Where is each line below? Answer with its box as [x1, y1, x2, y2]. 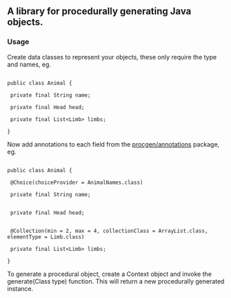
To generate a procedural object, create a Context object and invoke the [7, 270, 212, 278]
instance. [7, 284, 34, 292]
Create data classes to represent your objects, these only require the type [7, 53, 217, 61]
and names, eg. [7, 60, 52, 68]
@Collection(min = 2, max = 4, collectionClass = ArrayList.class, [10, 227, 208, 234]
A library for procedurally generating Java [7, 6, 192, 17]
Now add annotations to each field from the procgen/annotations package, [7, 140, 220, 148]
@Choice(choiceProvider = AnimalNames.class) [10, 179, 143, 186]
